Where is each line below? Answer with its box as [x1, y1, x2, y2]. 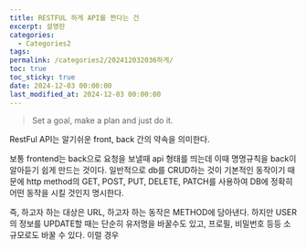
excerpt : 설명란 [9, 22, 66, 31]
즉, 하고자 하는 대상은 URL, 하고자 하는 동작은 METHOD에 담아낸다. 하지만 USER [9, 206, 297, 217]
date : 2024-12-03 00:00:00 [9, 81, 112, 90]
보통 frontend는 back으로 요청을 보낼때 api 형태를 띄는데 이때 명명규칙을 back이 [9, 152, 297, 164]
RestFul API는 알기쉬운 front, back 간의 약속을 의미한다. [9, 133, 210, 144]
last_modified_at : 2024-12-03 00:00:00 [9, 89, 162, 99]
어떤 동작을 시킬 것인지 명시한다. [9, 187, 125, 198]
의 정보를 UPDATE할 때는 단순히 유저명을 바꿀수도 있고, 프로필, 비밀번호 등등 [9, 218, 281, 229]
